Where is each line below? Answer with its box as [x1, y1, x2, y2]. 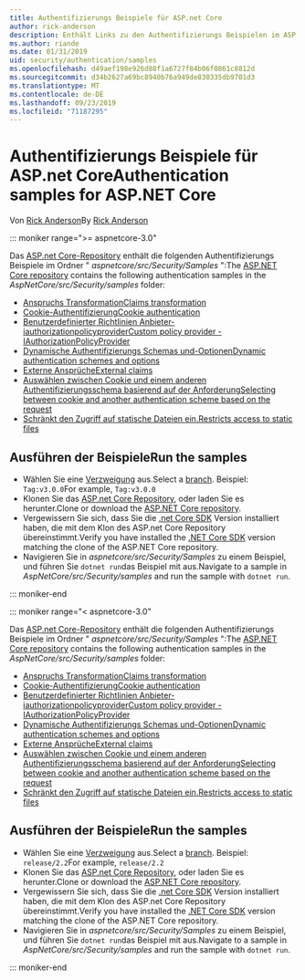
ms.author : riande [9, 38, 79, 48]
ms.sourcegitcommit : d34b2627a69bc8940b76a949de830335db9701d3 [9, 73, 256, 82]
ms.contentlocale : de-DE [9, 89, 104, 99]
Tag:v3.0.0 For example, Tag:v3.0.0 [22, 484, 157, 494]
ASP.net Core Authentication [9, 165, 230, 186]
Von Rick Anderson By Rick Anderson [9, 215, 149, 226]
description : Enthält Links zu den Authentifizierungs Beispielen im [9, 30, 280, 39]
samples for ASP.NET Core [9, 184, 216, 205]
